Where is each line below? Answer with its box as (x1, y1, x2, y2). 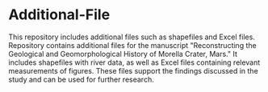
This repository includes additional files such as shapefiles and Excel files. (8, 32, 256, 42)
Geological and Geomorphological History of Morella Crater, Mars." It (8, 49, 238, 58)
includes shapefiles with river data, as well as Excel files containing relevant (8, 58, 261, 67)
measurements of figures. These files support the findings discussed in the (8, 66, 258, 75)
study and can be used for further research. (8, 74, 155, 84)
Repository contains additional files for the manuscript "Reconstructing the (8, 40, 257, 50)
